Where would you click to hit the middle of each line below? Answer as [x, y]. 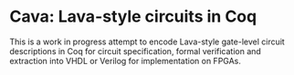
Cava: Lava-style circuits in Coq [133, 17]
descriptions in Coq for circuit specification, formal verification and [136, 51]
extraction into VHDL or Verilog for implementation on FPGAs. [126, 61]
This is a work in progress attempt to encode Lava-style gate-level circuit [147, 42]
